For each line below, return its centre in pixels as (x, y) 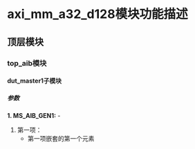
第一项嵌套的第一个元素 (61, 139)
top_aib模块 (27, 63)
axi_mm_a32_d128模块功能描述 (98, 14)
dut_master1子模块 (35, 81)
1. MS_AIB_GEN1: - (34, 116)
